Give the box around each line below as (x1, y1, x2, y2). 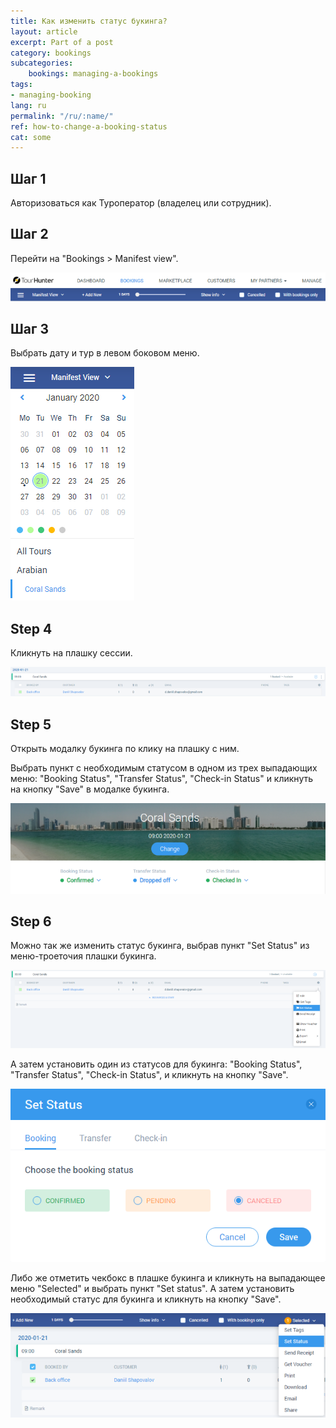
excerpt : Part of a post (10, 37, 114, 47)
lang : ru (10, 100, 47, 110)
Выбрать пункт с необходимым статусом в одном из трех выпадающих (10, 762, 318, 774)
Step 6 (10, 913, 52, 930)
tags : (10, 80, 33, 90)
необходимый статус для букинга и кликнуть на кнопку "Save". (10, 1293, 282, 1305)
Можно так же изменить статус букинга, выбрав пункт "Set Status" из (10, 940, 310, 952)
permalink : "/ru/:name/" (10, 111, 114, 121)
